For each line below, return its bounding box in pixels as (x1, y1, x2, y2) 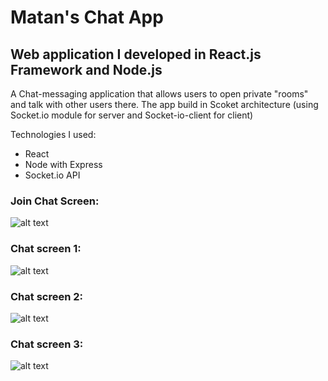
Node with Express (24, 159, 103, 170)
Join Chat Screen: (10, 194, 100, 208)
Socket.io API (24, 169, 81, 181)
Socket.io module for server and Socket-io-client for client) (10, 109, 254, 121)
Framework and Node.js (10, 61, 163, 78)
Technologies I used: (10, 129, 97, 140)
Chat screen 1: (10, 242, 82, 256)
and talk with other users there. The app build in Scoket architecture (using (10, 99, 319, 110)
